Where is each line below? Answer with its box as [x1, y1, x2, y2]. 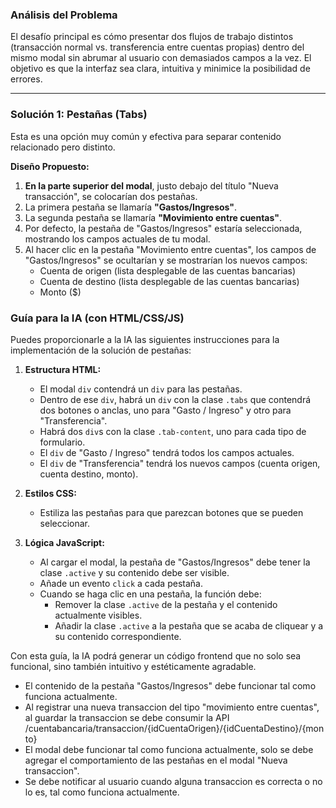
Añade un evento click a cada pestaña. [39, 577, 203, 589]
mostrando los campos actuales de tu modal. [24, 233, 211, 245]
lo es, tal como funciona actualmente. [24, 786, 180, 798]
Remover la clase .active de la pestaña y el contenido [54, 598, 278, 610]
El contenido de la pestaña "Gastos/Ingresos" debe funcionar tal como [24, 679, 317, 692]
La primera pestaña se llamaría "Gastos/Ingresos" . [24, 201, 238, 213]
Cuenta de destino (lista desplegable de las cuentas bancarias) [39, 275, 300, 287]
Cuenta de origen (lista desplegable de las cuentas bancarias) [39, 264, 297, 277]
